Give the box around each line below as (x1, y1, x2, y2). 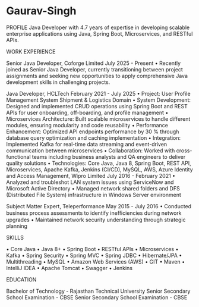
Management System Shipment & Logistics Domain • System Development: (6, 96, 191, 104)
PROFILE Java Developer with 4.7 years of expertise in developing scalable (6, 24, 190, 31)
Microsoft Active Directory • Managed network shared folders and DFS (6, 184, 180, 192)
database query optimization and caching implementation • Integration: (6, 134, 181, 141)
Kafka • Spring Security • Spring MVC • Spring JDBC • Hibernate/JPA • (6, 252, 182, 259)
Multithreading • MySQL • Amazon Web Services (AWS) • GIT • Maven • (6, 258, 185, 265)
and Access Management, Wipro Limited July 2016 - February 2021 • (6, 172, 176, 179)
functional (6, 153, 31, 160)
